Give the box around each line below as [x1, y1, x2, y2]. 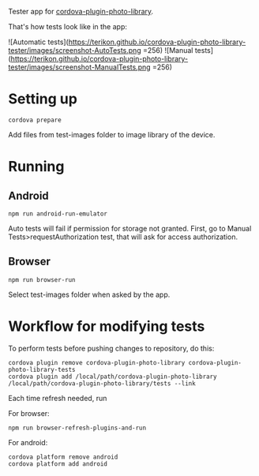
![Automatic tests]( [8, 37, 69, 47]
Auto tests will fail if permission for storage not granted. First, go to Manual [8, 223, 252, 233]
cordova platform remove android [8, 453, 118, 461]
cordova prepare [8, 116, 62, 124]
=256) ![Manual [142, 46, 193, 54]
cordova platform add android [8, 459, 108, 468]
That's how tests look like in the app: [8, 22, 128, 31]
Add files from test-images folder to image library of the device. [8, 129, 216, 139]
